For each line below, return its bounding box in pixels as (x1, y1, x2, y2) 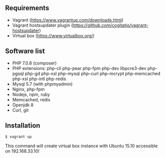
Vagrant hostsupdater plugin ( (12, 22, 73, 28)
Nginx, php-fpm (12, 86, 45, 92)
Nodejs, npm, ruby (12, 91, 50, 97)
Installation (5, 122, 40, 130)
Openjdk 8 (12, 102, 33, 108)
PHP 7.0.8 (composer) (12, 60, 57, 66)
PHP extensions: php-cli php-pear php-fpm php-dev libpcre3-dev (12, 65, 147, 71)
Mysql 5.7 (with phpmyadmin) (12, 81, 73, 87)
